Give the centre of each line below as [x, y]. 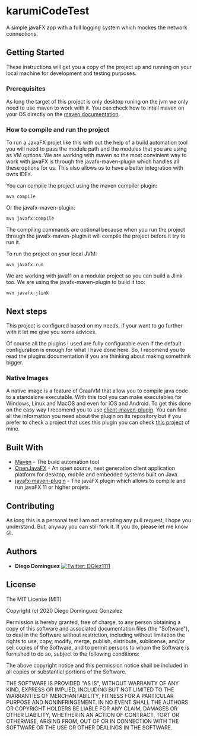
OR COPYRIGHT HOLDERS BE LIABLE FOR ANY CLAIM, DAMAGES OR [92, 708]
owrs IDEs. [19, 174]
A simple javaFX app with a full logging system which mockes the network [97, 27]
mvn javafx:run [25, 265]
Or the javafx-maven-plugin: [41, 208]
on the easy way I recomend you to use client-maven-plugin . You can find [96, 410]
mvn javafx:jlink [28, 293]
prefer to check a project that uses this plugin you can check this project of [98, 422]
